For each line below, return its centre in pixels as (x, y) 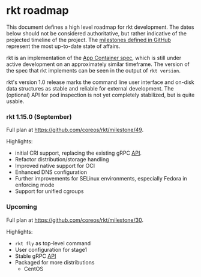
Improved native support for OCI (55, 166)
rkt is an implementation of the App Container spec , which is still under (94, 58)
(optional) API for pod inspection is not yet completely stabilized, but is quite (100, 95)
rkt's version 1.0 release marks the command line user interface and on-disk (100, 82)
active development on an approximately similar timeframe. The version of (98, 64)
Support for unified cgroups (49, 191)
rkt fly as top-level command (53, 243)
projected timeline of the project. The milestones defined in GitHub (88, 40)
